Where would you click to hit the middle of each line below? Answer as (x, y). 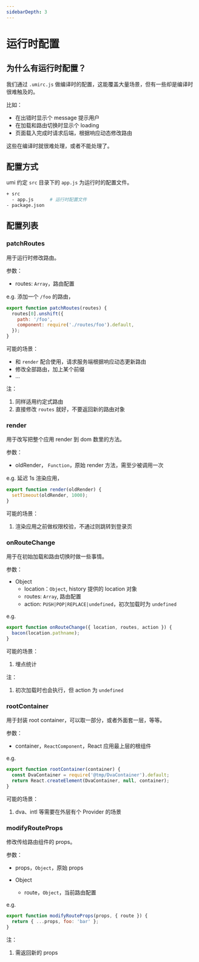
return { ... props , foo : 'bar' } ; (55, 921)
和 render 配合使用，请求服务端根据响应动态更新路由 (81, 362)
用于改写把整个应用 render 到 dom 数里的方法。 (66, 440)
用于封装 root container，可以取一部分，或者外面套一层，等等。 (86, 720)
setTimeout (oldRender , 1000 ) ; (50, 496)
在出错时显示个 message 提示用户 (57, 118)
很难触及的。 (22, 91)
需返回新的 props (36, 952)
